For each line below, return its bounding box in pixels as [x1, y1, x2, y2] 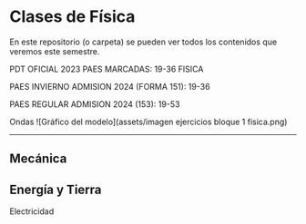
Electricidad [9, 206, 55, 217]
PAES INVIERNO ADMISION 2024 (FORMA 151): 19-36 [9, 81, 211, 92]
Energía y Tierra [9, 181, 102, 197]
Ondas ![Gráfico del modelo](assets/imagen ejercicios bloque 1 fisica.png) [9, 116, 288, 127]
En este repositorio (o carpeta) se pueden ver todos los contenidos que [9, 36, 278, 47]
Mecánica [9, 151, 67, 167]
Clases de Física [9, 6, 136, 27]
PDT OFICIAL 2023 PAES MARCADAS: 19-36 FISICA [9, 63, 204, 74]
